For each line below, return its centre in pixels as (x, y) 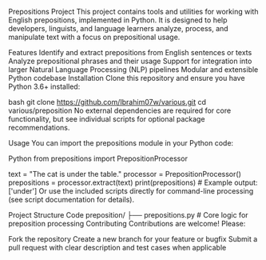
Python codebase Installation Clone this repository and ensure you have (127, 78)
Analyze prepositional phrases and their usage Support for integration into (130, 61)
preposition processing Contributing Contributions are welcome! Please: (127, 224)
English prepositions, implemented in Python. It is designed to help (118, 20)
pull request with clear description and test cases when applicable (117, 248)
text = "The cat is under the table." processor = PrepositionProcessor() (125, 174)
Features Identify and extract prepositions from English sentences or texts (130, 52)
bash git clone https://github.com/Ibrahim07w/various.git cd (107, 102)
